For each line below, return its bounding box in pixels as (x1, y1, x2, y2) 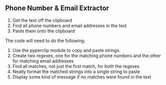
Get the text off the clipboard (12, 17, 72, 23)
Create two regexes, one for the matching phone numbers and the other (12, 52, 161, 58)
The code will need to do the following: (5, 37, 85, 43)
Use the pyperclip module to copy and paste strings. (12, 47, 121, 53)
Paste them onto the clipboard (12, 27, 75, 34)
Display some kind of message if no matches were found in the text (12, 73, 151, 79)
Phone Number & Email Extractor (5, 4, 109, 12)
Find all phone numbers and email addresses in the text (12, 22, 127, 28)
